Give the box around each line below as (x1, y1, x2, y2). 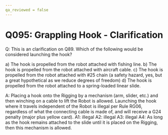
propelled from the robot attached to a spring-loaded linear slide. (5, 82, 141, 88)
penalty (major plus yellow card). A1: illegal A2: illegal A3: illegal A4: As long (5, 114, 163, 120)
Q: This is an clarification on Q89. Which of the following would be (5, 46, 143, 52)
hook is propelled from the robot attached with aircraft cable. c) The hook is (5, 66, 163, 72)
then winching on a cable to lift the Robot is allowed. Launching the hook (5, 98, 157, 104)
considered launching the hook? (5, 51, 72, 57)
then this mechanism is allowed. (5, 124, 72, 130)
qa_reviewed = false (5, 7, 49, 13)
